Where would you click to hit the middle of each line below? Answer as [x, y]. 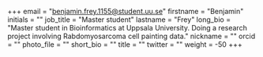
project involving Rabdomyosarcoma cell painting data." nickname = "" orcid [131, 36]
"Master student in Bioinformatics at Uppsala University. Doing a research [128, 28]
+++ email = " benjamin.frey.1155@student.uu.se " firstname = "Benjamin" [126, 11]
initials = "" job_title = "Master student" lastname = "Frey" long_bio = [119, 20]
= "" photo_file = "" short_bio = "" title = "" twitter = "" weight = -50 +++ [125, 45]
